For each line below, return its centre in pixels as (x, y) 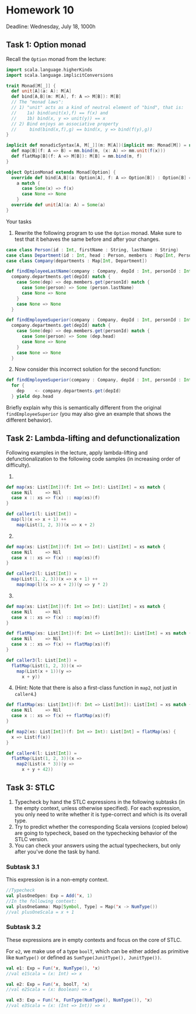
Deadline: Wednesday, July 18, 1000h (51, 26)
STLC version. (31, 839)
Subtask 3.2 (24, 927)
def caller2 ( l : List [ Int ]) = (41, 574)
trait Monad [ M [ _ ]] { (31, 86)
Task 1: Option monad (46, 45)
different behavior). (29, 420)
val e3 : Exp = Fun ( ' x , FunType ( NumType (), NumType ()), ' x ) (79, 1000)
